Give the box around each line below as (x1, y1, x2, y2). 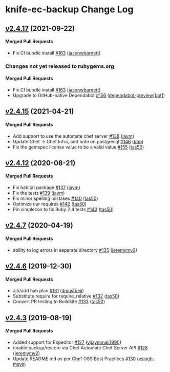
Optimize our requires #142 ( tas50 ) (12, 201, 87, 207)
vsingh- (138, 356, 155, 362)
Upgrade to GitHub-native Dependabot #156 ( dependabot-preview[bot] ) (12, 92, 165, 98)
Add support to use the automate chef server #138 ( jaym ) (12, 133, 135, 139)
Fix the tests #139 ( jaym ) (12, 190, 65, 196)
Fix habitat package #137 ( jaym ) (12, 184, 80, 191)
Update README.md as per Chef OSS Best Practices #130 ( (12, 356, 139, 362)
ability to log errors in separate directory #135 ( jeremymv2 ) (12, 247, 137, 253)
